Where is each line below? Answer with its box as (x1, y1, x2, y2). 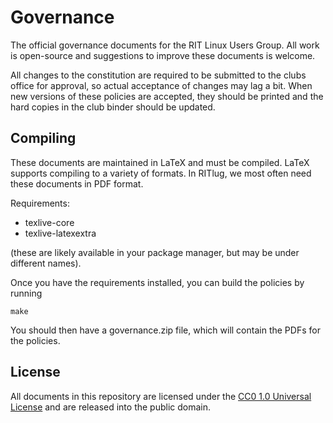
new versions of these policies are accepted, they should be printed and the (10, 90, 324, 102)
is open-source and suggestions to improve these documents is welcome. (10, 49, 316, 61)
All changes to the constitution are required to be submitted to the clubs (10, 69, 307, 81)
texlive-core (24, 216, 75, 228)
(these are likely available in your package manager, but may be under (10, 246, 300, 258)
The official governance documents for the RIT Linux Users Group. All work (10, 39, 320, 51)
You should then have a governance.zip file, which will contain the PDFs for (10, 324, 321, 336)
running (10, 287, 43, 299)
